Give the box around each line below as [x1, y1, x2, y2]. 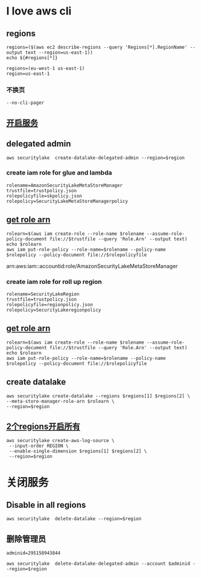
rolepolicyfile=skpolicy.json [6, 193, 83, 199]
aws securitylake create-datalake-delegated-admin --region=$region [6, 155, 185, 161]
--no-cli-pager [6, 100, 45, 106]
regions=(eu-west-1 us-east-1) [6, 65, 85, 71]
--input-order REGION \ [8, 443, 69, 449]
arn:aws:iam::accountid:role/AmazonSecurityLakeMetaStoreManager [6, 262, 178, 269]
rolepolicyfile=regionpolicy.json [6, 301, 94, 307]
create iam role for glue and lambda [6, 169, 112, 177]
